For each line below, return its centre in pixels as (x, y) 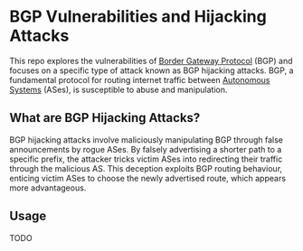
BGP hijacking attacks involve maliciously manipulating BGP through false (146, 139)
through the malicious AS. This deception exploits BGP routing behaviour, (146, 168)
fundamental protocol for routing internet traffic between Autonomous (140, 79)
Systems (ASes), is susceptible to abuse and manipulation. (118, 89)
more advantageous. (48, 188)
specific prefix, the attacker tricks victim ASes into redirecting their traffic (146, 159)
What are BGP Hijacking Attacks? (105, 118)
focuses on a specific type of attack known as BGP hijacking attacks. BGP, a (151, 70)
